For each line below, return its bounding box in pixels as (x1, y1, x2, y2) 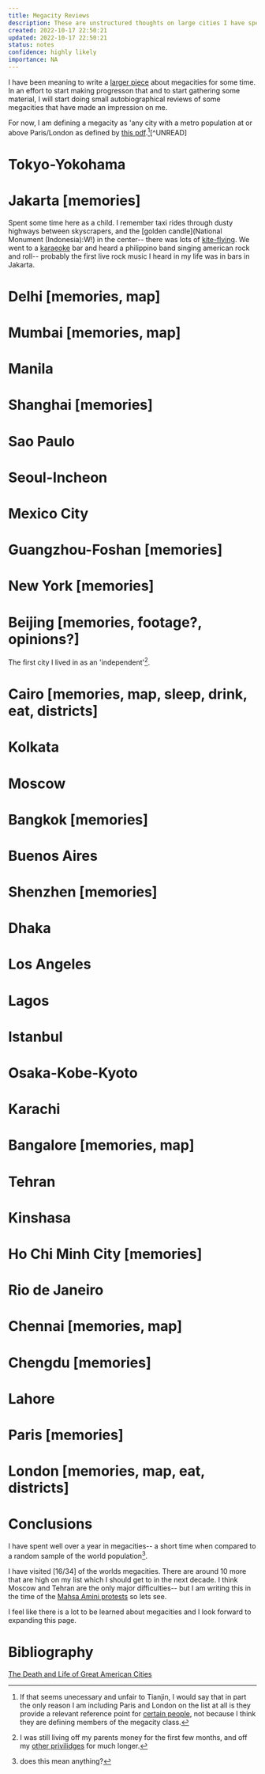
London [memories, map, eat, (8, 1462, 205, 1480)
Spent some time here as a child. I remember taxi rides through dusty (8, 218, 233, 227)
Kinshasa (8, 1208, 71, 1226)
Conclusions (8, 1515, 93, 1533)
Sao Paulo (8, 432, 75, 450)
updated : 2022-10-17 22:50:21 (8, 33, 108, 42)
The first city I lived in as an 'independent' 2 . (8, 656, 151, 667)
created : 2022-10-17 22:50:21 (8, 26, 108, 34)
